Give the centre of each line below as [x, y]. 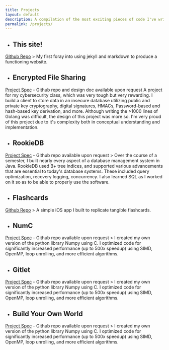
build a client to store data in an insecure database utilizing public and [77, 100]
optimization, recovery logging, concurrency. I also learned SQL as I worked [84, 176]
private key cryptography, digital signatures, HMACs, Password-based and [83, 106]
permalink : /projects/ [29, 24]
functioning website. [26, 62]
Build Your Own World [48, 313]
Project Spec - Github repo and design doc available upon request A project [84, 90]
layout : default [22, 15]
